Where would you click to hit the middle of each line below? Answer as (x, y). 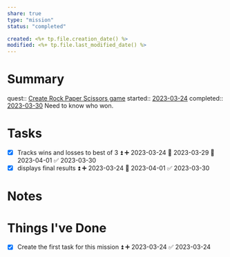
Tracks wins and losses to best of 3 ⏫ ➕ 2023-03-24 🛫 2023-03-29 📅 (116, 153)
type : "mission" (30, 20)
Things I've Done (57, 228)
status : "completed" (37, 26)
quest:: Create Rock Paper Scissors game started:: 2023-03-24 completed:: (115, 99)
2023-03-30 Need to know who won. (60, 106)
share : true (24, 13)
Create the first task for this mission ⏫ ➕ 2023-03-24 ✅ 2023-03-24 (114, 247)
